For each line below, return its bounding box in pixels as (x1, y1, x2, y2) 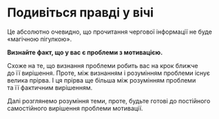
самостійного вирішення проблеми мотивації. (7, 104, 143, 112)
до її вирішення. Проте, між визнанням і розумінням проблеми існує (7, 69, 210, 77)
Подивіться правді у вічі (7, 5, 154, 21)
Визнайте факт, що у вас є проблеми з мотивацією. (7, 48, 163, 56)
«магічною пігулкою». (7, 34, 72, 43)
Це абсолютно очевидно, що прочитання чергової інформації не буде (7, 28, 212, 36)
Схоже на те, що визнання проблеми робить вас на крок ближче (7, 61, 198, 69)
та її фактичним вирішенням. (7, 83, 93, 91)
